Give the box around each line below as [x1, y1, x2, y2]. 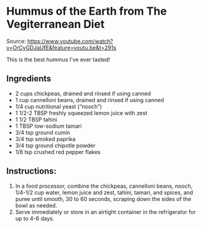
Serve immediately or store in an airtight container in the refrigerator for [15, 208, 196, 215]
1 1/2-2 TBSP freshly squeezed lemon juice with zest [15, 109, 148, 117]
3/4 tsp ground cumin [15, 128, 70, 136]
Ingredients [6, 73, 51, 84]
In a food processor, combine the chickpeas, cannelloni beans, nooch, [15, 182, 193, 189]
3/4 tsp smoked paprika [15, 135, 76, 142]
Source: [6, 37, 26, 45]
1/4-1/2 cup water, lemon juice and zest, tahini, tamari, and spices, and [15, 188, 193, 196]
